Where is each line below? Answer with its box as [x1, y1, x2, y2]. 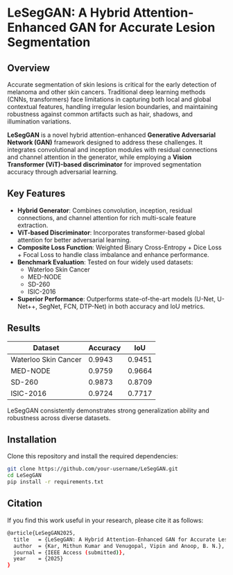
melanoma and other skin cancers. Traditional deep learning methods [7, 88, 206, 96]
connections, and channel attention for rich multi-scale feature [17, 213, 196, 222]
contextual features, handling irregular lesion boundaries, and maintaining [7, 103, 218, 110]
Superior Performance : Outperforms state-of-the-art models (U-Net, [17, 294, 216, 303]
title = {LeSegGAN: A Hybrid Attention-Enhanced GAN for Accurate [13, 536, 216, 543]
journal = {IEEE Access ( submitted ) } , [13, 549, 126, 556]
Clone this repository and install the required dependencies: [7, 452, 178, 460]
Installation [7, 434, 57, 446]
